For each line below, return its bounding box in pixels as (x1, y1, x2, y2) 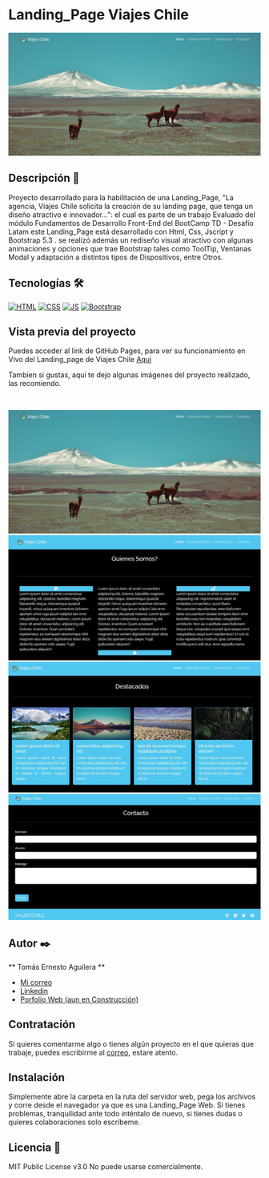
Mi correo (19, 977, 53, 987)
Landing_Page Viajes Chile (8, 6, 190, 24)
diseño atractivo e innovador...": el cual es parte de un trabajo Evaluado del (8, 210, 256, 219)
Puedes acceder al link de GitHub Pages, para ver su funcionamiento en (8, 346, 246, 356)
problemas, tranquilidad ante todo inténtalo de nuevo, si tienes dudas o (8, 1109, 243, 1119)
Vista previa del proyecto (8, 325, 136, 339)
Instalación (8, 1071, 66, 1084)
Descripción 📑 (8, 171, 80, 185)
